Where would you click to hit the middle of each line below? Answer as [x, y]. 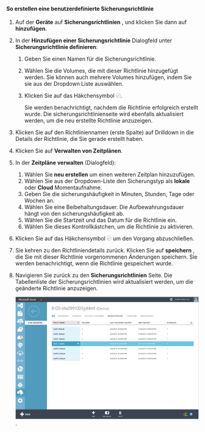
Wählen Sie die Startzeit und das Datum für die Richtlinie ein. [100, 220]
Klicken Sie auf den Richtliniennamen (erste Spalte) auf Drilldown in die [104, 132]
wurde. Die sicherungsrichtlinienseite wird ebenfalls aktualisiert [104, 114]
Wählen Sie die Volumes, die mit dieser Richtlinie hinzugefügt [101, 71]
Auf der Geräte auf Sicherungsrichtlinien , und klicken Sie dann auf [101, 22]
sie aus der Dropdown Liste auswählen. [74, 84]
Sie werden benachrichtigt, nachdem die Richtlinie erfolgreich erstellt [111, 108]
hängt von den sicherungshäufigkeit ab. [74, 214]
